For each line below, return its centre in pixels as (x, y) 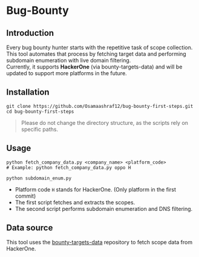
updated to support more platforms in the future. (67, 73)
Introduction (30, 33)
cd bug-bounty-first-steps (40, 112)
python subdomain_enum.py (39, 178)
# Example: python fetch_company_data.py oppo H (69, 167)
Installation (28, 92)
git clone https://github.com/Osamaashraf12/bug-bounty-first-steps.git (100, 106)
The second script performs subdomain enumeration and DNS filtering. (104, 209)
